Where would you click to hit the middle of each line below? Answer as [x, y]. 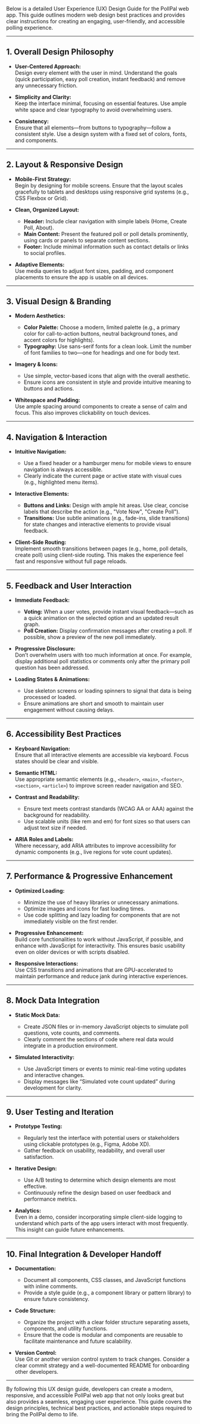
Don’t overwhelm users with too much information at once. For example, [103, 655]
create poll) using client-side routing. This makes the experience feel [99, 555]
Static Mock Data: [37, 1015]
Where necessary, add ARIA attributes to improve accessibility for [96, 845]
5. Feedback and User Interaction [69, 585]
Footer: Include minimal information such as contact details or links [106, 247]
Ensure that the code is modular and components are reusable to [103, 1335]
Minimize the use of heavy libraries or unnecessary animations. [101, 902]
